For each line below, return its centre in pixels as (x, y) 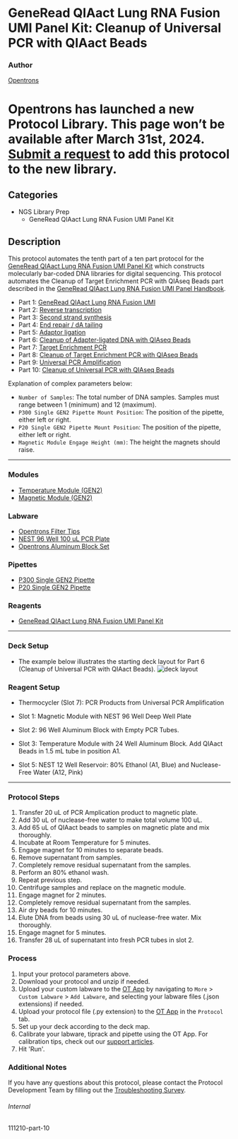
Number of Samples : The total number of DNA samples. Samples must (119, 398)
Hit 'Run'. (31, 1049)
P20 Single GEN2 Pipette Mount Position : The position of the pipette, (119, 427)
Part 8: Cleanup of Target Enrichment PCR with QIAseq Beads (108, 355)
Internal (19, 1106)
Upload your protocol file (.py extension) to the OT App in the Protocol (121, 1011)
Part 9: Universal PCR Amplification (70, 362)
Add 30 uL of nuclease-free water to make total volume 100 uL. (110, 820)
